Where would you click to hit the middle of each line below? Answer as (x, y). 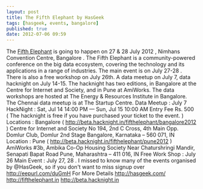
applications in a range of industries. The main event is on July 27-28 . (94, 71)
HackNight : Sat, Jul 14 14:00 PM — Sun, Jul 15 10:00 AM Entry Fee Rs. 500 (100, 109)
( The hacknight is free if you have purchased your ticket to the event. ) (95, 116)
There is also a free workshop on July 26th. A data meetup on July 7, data (98, 77)
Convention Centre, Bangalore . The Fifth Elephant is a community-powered (101, 58)
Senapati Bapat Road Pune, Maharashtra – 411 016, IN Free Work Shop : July (101, 154)
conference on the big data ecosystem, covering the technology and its (95, 65)
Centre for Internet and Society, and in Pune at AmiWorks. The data (90, 90)
